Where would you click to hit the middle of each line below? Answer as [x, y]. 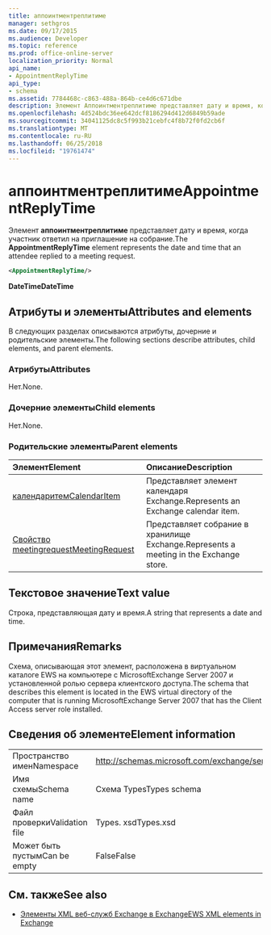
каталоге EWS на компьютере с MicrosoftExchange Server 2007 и [121, 674]
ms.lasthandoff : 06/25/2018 [56, 143]
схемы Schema [41, 790]
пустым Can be [41, 856]
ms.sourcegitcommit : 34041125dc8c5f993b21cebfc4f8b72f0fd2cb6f [117, 121]
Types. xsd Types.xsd [135, 823]
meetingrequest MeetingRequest [73, 549]
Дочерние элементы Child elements [82, 408]
